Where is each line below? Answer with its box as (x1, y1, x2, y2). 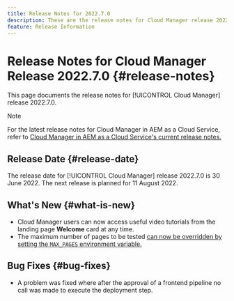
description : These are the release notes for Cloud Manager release (7, 17, 214, 24)
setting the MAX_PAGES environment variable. (17, 240, 142, 248)
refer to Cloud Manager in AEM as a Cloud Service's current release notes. (7, 133, 221, 141)
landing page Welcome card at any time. (17, 224, 134, 233)
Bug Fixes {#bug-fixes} (7, 260, 111, 272)
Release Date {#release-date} (7, 153, 139, 164)
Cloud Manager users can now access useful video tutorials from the (17, 217, 216, 226)
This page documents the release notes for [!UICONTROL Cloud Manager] (7, 91, 221, 100)
